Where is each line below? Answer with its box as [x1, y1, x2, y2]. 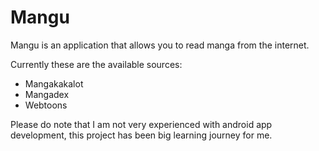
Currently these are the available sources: [10, 58, 183, 70]
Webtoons [24, 99, 68, 111]
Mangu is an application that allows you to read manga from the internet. [10, 39, 310, 51]
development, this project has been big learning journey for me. [10, 129, 273, 141]
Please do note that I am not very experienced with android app [10, 118, 273, 130]
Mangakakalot [24, 77, 84, 90]
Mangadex [24, 88, 70, 100]
